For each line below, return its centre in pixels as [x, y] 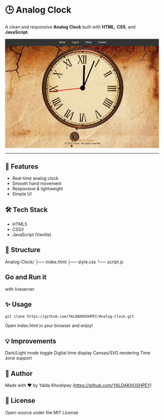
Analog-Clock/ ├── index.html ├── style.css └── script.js [64, 262]
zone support [19, 358]
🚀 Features [22, 166]
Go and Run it [26, 277]
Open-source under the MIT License [42, 412]
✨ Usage [19, 304]
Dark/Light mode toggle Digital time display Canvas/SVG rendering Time [78, 353]
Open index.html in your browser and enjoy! [49, 326]
